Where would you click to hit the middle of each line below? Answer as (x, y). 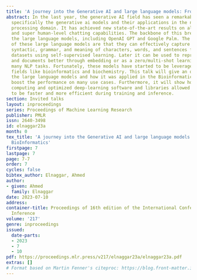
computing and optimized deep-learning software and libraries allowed (101, 88)
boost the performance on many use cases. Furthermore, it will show (98, 83)
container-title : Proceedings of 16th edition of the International (91, 208)
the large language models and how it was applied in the (84, 77)
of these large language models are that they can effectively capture (101, 45)
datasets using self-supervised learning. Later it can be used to (96, 55)
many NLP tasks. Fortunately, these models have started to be (90, 66)
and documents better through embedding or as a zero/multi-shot (93, 60)
